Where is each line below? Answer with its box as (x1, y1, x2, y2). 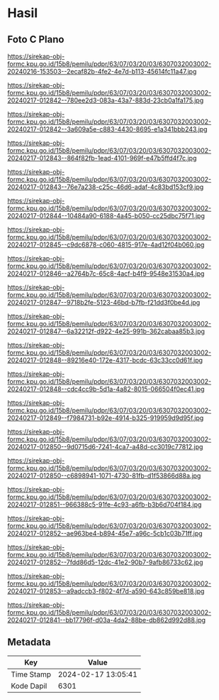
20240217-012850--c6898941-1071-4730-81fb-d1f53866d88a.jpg (7, 471, 201, 480)
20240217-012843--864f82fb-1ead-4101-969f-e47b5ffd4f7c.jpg (7, 154, 197, 162)
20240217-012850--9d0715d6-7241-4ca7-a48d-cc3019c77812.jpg (7, 443, 203, 451)
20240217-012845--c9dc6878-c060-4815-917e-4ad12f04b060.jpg (7, 240, 205, 249)
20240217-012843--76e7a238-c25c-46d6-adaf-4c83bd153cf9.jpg (7, 183, 204, 191)
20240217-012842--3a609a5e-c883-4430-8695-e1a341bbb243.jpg (7, 125, 208, 133)
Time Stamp (11, 669, 52, 679)
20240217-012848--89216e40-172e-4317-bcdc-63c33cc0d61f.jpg (7, 356, 203, 364)
